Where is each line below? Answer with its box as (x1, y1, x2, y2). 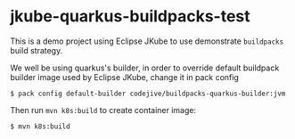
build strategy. (10, 45, 63, 55)
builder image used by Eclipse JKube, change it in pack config (10, 71, 239, 82)
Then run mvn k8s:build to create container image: (10, 104, 197, 115)
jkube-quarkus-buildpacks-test (10, 6, 250, 27)
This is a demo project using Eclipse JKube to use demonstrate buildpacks (10, 36, 284, 46)
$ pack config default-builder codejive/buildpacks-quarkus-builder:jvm (10, 89, 286, 98)
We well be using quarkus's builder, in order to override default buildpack (10, 62, 280, 73)
